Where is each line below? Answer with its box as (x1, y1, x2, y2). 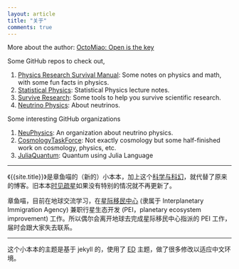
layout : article (7, 10, 55, 18)
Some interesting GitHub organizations (7, 115, 121, 123)
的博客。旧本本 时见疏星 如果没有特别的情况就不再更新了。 (7, 181, 176, 190)
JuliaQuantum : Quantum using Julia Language (17, 151, 154, 160)
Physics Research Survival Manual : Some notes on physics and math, (17, 70, 222, 79)
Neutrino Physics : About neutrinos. (17, 101, 121, 110)
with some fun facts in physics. (17, 78, 110, 87)
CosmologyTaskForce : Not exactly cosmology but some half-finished (17, 136, 221, 144)
